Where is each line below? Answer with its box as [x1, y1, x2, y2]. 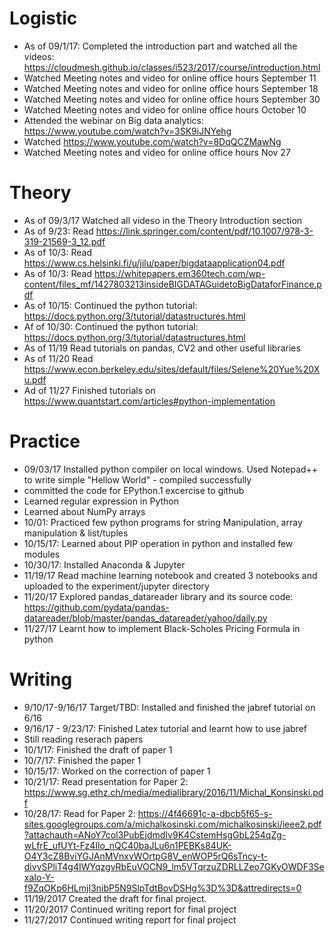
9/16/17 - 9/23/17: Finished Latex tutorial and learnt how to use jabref [23, 722, 307, 734]
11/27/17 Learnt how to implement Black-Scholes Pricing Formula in [23, 622, 301, 634]
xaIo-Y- [23, 871, 55, 883]
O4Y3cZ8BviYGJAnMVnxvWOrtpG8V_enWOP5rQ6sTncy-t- [23, 850, 269, 862]
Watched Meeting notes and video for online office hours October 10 [23, 103, 307, 116]
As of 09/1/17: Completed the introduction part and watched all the [23, 40, 298, 52]
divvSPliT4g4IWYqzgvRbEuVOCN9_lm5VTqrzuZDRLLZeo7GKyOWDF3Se [23, 860, 325, 872]
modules [23, 548, 61, 560]
